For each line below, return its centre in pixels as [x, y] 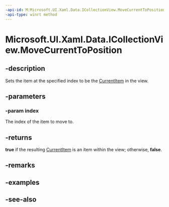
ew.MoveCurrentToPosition [64, 50]
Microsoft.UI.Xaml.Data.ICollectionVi [84, 39]
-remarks [20, 166]
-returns [19, 137]
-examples [22, 182]
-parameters [25, 96]
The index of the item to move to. [39, 122]
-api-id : [14, 10]
